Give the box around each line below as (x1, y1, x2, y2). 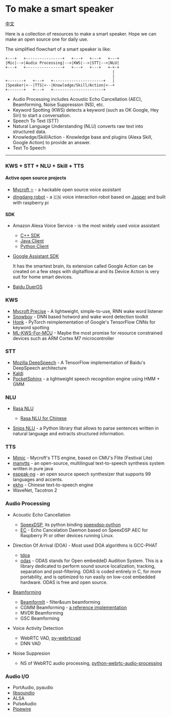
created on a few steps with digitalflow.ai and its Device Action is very (12, 269, 159, 275)
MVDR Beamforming (20, 609, 64, 616)
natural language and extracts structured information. (12, 431, 125, 437)
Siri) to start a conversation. (12, 112, 71, 118)
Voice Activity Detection (12, 625, 64, 631)
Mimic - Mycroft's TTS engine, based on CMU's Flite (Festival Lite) (12, 455, 153, 461)
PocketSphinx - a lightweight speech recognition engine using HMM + (12, 376, 160, 382)
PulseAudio (12, 701, 37, 707)
